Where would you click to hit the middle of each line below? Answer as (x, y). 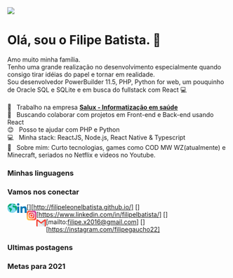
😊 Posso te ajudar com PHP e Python (64, 130)
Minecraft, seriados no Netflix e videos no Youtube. (81, 155)
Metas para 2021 (36, 266)
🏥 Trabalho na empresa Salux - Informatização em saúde (93, 107)
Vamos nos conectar (43, 192)
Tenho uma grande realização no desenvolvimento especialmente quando (114, 67)
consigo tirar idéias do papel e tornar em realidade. (81, 74)
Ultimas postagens (40, 248)
